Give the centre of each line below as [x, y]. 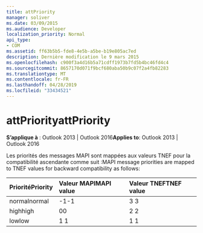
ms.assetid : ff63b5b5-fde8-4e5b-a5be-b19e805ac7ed [71, 51]
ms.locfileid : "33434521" [39, 91]
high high [22, 211]
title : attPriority [31, 12]
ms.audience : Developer [36, 29]
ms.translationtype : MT [36, 74]
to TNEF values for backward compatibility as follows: [73, 168]
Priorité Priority [31, 187]
